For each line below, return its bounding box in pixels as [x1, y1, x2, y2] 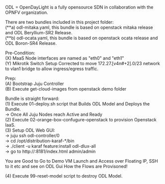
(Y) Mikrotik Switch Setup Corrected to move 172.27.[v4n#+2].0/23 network [5, 61, 160, 66]
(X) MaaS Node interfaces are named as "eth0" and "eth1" [5, 55, 124, 61]
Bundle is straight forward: [5, 95, 60, 101]
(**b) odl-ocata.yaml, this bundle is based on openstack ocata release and [5, 35, 158, 41]
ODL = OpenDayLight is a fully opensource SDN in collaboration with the [5, 4, 154, 10]
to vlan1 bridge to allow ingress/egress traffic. [5, 66, 98, 72]
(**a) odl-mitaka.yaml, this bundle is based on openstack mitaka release [5, 24, 153, 30]
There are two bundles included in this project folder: [5, 19, 114, 25]
